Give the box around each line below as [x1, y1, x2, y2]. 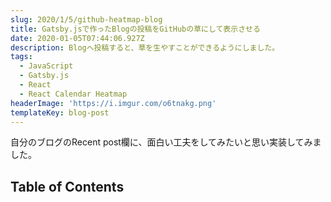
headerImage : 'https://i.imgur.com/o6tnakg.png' [10, 98, 217, 108]
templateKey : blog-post [10, 107, 110, 118]
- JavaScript [19, 61, 74, 71]
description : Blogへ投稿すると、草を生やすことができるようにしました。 [10, 42, 280, 53]
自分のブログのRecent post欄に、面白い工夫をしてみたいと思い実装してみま [10, 136, 322, 148]
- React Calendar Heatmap [19, 89, 128, 99]
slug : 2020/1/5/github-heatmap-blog [10, 14, 163, 25]
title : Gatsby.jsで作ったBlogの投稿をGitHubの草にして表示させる [10, 24, 261, 34]
